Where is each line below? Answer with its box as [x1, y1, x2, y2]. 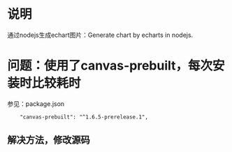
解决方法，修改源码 [7, 134, 90, 146]
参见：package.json [7, 99, 65, 108]
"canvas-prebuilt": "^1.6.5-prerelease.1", [20, 113, 149, 121]
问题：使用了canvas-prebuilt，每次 [7, 58, 213, 74]
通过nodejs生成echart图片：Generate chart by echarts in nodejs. [7, 31, 194, 39]
